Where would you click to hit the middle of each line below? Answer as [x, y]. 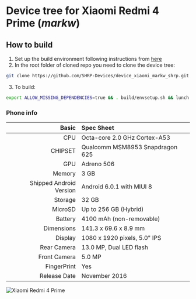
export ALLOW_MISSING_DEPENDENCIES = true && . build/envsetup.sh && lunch [98, 98]
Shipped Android [52, 183]
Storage [65, 200]
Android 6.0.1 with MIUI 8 [117, 187]
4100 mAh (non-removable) [121, 219]
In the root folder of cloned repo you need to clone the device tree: [94, 65]
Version [65, 190]
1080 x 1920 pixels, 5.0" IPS [121, 238]
